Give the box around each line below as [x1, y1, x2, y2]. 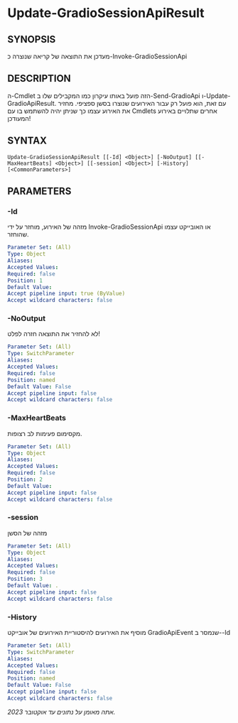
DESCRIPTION [7, 72, 71, 85]
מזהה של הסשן [7, 528, 48, 537]
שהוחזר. [7, 230, 29, 239]
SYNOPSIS [7, 33, 56, 45]
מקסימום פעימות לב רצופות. [7, 429, 82, 437]
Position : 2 [7, 476, 43, 484]
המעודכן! [7, 114, 31, 122]
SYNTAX [7, 135, 48, 147]
